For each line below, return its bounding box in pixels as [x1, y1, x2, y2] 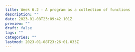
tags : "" [5, 30, 23, 35]
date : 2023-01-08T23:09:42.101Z [5, 16, 72, 21]
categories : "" [5, 35, 37, 40]
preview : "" [5, 21, 30, 26]
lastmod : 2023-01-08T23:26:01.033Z [5, 40, 79, 45]
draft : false [5, 26, 32, 31]
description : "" [5, 12, 39, 17]
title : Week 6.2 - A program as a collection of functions [5, 7, 131, 12]
